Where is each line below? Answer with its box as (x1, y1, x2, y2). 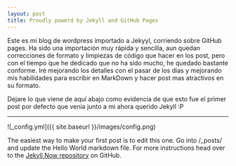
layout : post (7, 10, 46, 18)
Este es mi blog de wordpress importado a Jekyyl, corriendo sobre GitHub (7, 36, 223, 44)
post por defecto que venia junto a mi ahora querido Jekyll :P (7, 102, 184, 110)
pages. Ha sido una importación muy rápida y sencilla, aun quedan (7, 44, 201, 52)
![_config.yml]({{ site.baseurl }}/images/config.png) (7, 122, 156, 131)
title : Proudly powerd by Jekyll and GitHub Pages (7, 17, 159, 24)
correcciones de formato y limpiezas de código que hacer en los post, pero (7, 51, 225, 60)
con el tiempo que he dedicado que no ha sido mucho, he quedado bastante (7, 58, 228, 67)
